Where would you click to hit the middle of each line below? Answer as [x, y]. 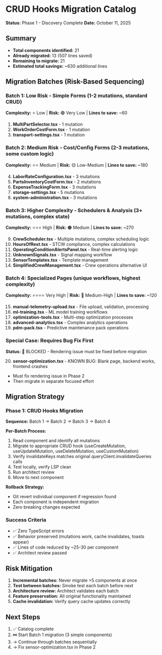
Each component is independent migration [56, 502]
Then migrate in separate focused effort [53, 381]
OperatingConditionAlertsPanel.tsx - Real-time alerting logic [75, 250]
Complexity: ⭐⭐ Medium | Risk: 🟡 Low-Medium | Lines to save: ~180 [77, 165]
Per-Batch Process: [26, 431]
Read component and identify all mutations [56, 441]
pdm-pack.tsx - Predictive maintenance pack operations [71, 328]
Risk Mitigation [29, 568]
